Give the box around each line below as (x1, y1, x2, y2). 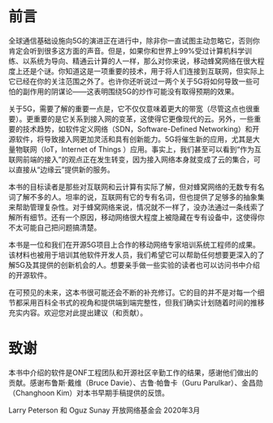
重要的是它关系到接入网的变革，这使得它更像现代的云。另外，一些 (32, 114, 254, 123)
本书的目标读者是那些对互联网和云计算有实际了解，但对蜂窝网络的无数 (8, 182, 244, 192)
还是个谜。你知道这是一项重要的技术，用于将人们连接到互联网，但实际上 (22, 66, 265, 76)
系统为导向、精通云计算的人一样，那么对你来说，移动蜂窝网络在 (29, 56, 244, 66)
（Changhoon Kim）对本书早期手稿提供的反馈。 (8, 387, 169, 398)
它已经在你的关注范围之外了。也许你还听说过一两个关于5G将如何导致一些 (8, 76, 253, 86)
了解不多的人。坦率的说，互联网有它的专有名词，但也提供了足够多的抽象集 (15, 192, 265, 201)
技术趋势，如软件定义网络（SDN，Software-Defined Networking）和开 (22, 123, 260, 134)
